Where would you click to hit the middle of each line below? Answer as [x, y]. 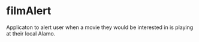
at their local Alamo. [31, 33]
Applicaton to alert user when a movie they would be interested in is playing [100, 27]
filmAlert [29, 11]
